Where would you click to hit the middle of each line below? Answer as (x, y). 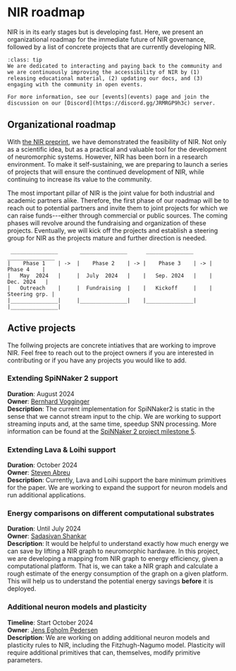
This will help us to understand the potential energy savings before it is (110, 581)
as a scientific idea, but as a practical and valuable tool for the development (117, 149)
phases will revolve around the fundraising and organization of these (107, 222)
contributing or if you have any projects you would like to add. (97, 360)
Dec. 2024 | (28, 282)
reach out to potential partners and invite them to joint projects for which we (118, 208)
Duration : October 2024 (42, 465)
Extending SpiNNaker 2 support (63, 379)
